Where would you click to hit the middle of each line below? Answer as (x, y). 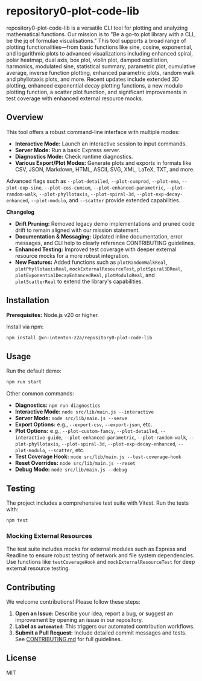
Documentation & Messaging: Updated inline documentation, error (99, 236)
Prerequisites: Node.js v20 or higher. (53, 315)
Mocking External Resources (49, 536)
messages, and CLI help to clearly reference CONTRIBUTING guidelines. (105, 243)
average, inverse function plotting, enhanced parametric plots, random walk (100, 72)
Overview (25, 117)
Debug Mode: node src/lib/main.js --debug (71, 470)
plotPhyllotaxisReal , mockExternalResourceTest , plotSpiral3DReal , (99, 268)
